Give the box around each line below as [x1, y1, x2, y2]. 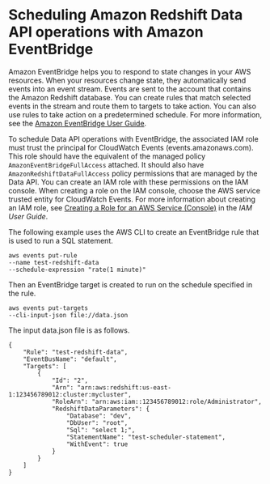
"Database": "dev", [65, 411, 132, 420]
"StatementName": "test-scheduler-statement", [65, 433, 226, 441]
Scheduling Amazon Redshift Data [8, 6, 243, 24]
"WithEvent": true [65, 439, 129, 448]
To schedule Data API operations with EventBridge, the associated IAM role [8, 134, 259, 143]
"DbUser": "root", [65, 418, 129, 427]
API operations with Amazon [8, 23, 204, 41]
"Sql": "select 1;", [65, 426, 136, 434]
